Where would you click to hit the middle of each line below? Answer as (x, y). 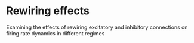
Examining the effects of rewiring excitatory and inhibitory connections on (97, 27)
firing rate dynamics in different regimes (56, 33)
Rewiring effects (48, 11)
